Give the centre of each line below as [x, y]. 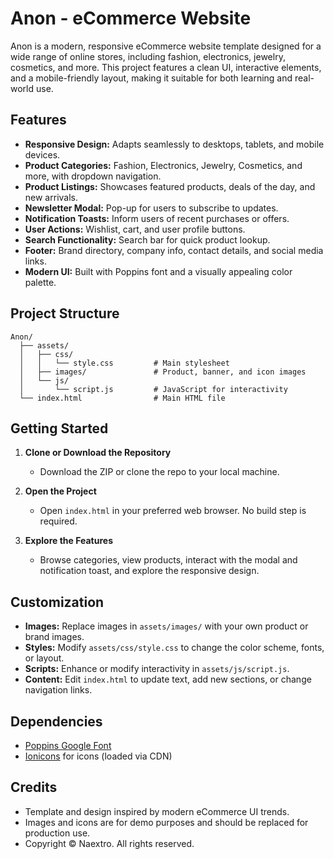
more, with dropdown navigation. [93, 176]
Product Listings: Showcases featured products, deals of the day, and [170, 186]
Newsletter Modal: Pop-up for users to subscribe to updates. [151, 208]
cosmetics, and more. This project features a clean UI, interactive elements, [166, 67]
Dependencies [56, 721]
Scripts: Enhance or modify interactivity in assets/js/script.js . [157, 669]
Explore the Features [68, 541]
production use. [57, 833]
